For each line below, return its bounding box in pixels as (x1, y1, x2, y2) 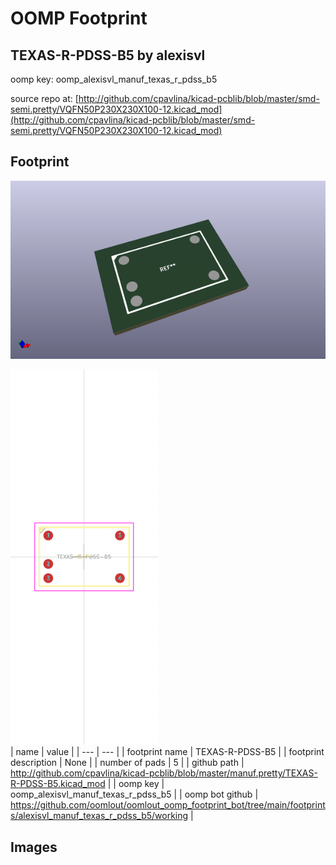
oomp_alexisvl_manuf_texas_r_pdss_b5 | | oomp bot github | (10, 788, 259, 801)
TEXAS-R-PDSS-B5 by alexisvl (10, 47, 206, 64)
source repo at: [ (10, 93, 79, 104)
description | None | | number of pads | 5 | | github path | (10, 757, 245, 769)
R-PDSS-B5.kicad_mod (10, 778, 106, 790)
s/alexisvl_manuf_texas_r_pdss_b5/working (10, 810, 189, 822)
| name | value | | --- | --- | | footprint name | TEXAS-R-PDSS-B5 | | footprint (10, 746, 325, 758)
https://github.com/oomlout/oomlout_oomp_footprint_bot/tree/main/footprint (10, 799, 326, 811)
